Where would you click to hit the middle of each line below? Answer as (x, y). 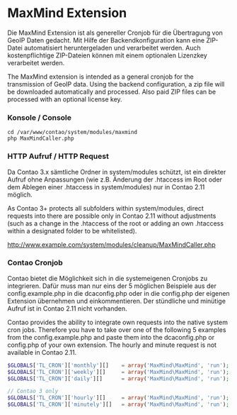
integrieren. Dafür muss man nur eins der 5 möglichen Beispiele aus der (112, 286)
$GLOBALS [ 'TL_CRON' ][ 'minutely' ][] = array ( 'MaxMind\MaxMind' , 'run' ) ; (118, 405)
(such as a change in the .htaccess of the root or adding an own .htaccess (116, 223)
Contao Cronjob (35, 262)
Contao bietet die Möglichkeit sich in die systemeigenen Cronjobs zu (107, 278)
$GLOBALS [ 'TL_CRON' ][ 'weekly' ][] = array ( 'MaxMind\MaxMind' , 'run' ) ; (118, 372)
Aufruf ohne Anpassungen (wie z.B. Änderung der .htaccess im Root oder (115, 179)
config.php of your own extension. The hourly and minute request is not (112, 345)
